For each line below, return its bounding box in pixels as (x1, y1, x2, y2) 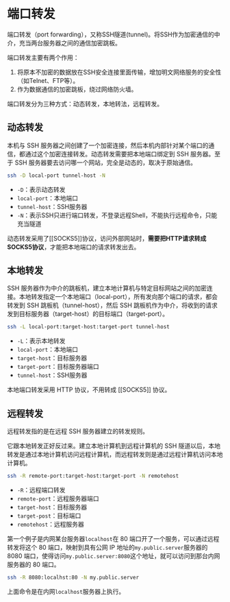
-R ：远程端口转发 (16, 486, 66, 494)
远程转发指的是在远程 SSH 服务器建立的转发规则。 (7, 427, 149, 435)
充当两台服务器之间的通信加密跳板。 (18, 38, 121, 47)
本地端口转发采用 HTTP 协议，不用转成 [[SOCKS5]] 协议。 (7, 385, 171, 394)
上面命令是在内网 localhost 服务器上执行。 (7, 587, 125, 595)
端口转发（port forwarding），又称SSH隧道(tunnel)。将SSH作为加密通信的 (7, 30, 214, 38)
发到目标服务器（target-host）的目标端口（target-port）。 (7, 310, 169, 318)
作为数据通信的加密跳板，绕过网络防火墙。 (16, 85, 138, 93)
